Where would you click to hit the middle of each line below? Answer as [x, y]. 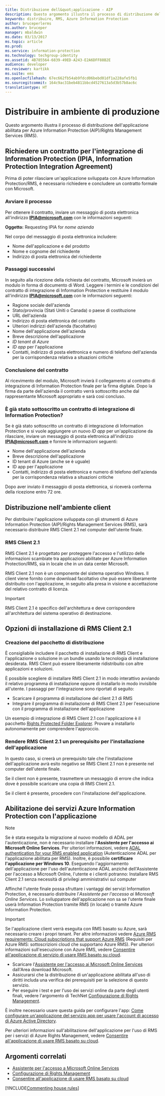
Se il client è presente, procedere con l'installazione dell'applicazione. [76, 793]
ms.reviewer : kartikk [27, 69]
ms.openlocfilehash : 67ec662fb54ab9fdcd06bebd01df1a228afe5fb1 [71, 78]
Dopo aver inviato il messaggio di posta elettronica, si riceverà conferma [78, 487]
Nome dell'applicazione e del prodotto [51, 246]
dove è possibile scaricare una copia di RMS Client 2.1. [60, 783]
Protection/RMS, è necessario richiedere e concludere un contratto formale [81, 184]
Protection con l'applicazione [51, 816]
